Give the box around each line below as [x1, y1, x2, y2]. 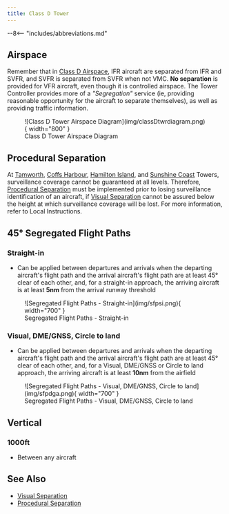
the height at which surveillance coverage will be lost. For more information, [7, 200, 223, 208]
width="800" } [28, 125, 70, 133]
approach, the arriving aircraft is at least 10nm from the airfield [17, 369, 196, 377]
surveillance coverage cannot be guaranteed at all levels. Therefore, [7, 178, 201, 187]
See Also [7, 473, 46, 485]
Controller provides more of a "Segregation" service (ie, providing [7, 89, 195, 97]
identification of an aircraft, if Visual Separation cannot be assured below [7, 193, 215, 201]
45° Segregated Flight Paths [7, 227, 131, 239]
